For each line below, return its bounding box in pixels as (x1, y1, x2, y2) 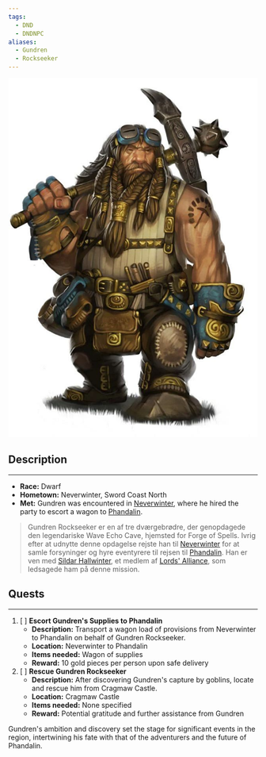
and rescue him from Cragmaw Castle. (31, 683, 158, 693)
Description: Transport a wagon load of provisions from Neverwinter (31, 624, 256, 634)
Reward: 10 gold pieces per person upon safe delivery (31, 658, 209, 667)
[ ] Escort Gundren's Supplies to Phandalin (19, 616, 163, 625)
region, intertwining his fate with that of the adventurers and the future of (8, 732, 247, 742)
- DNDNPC (15, 29, 44, 37)
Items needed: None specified (31, 700, 132, 709)
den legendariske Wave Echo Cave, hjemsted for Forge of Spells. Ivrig (27, 530, 256, 540)
